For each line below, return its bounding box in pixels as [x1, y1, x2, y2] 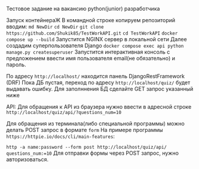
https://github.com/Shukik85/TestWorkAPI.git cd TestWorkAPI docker [6, 30, 178, 36]
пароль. [6, 61, 26, 68]
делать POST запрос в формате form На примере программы [6, 127, 163, 133]
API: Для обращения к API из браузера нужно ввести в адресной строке [6, 103, 192, 110]
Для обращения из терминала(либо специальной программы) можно [6, 120, 185, 127]
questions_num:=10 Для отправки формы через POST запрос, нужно [6, 149, 179, 156]
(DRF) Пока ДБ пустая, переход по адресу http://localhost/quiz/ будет [6, 79, 191, 86]
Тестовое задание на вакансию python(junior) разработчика [6, 5, 160, 12]
